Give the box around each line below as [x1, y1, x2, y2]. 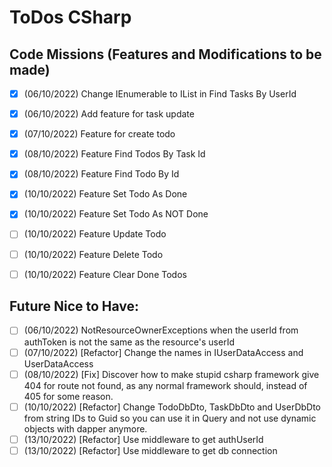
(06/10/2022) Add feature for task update [23, 108, 195, 120]
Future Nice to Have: [9, 298, 140, 315]
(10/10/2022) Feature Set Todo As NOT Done [23, 208, 209, 220]
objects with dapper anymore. [23, 422, 148, 435]
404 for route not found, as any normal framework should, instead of [23, 379, 308, 391]
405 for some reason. [23, 390, 114, 402]
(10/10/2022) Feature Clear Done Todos [23, 268, 187, 280]
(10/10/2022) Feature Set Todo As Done [23, 188, 188, 200]
